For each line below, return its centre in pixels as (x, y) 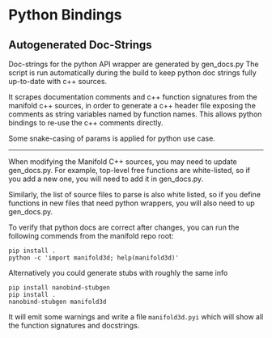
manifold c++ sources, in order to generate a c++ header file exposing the (132, 106)
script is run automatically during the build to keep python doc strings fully (132, 73)
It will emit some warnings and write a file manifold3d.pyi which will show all (136, 317)
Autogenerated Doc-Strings (80, 45)
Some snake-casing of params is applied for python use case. (112, 138)
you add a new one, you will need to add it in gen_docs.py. (106, 179)
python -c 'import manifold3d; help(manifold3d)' (94, 258)
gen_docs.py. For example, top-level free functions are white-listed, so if (130, 170)
